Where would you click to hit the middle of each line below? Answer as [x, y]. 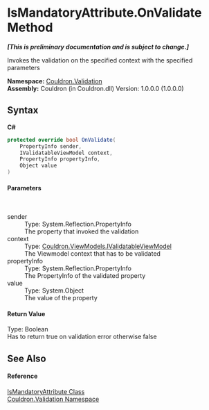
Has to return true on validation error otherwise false [82, 337]
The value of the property [61, 298]
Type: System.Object [54, 290]
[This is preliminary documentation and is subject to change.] [98, 47]
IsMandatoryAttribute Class [46, 392]
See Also [27, 358]
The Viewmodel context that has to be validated [93, 254]
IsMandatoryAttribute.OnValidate [104, 13]
